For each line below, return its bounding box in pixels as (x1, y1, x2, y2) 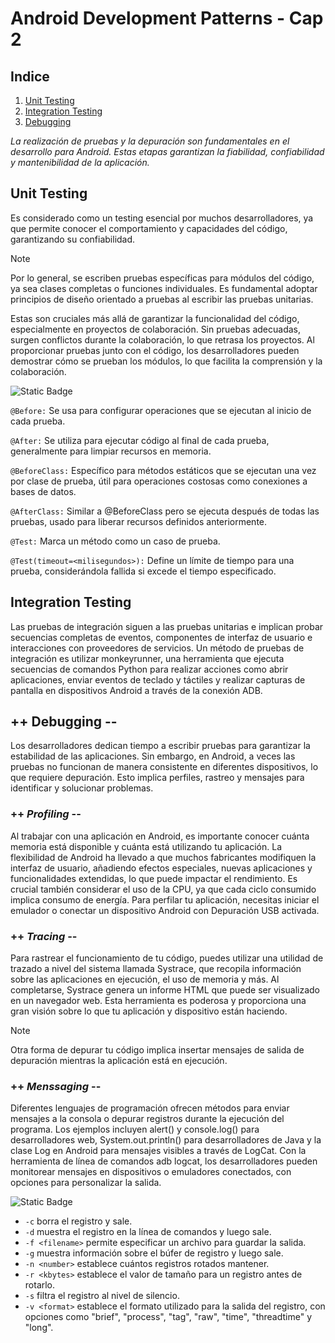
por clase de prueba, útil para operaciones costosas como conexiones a (10, 475, 308, 487)
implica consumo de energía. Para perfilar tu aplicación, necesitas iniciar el (10, 893, 320, 906)
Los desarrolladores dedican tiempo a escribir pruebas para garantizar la (10, 740, 311, 752)
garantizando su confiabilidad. (10, 233, 136, 245)
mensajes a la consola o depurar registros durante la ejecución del (10, 1113, 285, 1125)
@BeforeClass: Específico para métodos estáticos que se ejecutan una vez (10, 464, 317, 476)
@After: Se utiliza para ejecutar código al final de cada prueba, (10, 434, 270, 446)
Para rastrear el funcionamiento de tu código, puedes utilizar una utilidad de (10, 952, 324, 964)
